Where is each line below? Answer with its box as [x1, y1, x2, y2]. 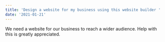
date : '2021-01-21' [5, 12, 46, 17]
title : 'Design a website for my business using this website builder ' [5, 7, 161, 12]
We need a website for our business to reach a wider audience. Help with [5, 25, 157, 31]
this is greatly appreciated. [5, 31, 60, 37]
